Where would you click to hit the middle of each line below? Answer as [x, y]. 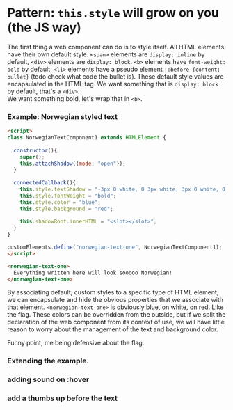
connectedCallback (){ [45, 183]
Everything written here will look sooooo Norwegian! [93, 273]
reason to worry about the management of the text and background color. [113, 329]
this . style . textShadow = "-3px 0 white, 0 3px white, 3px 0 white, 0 [123, 189]
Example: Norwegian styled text [63, 116]
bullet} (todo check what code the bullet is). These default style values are [115, 76]
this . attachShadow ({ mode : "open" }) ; [73, 164]
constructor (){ [35, 150]
